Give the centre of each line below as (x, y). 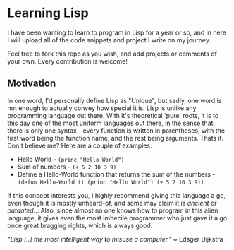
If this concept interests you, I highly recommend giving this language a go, (117, 195)
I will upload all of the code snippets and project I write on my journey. (109, 40)
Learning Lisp (48, 13)
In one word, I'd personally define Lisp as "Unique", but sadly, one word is (115, 100)
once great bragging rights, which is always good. (80, 225)
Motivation (32, 84)
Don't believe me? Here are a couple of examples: (80, 145)
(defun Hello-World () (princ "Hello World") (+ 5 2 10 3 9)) (111, 182)
